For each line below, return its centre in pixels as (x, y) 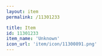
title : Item (21, 28)
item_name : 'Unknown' (33, 39)
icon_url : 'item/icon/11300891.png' (52, 44)
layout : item (22, 11)
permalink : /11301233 (33, 17)
